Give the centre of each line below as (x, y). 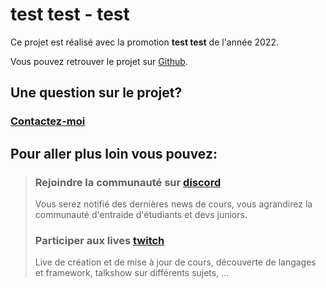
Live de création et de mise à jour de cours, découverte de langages (175, 262)
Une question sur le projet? (96, 93)
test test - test (70, 14)
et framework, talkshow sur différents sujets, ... (132, 273)
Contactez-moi (48, 121)
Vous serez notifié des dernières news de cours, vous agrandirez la (173, 204)
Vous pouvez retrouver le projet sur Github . (99, 61)
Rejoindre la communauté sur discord (128, 182)
